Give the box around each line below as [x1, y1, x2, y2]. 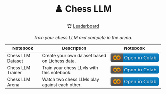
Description [62, 46, 87, 51]
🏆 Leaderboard [66, 23, 100, 29]
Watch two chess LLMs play [42, 76, 100, 83]
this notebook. [42, 70, 72, 75]
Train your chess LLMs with [42, 64, 98, 70]
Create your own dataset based [42, 52, 106, 58]
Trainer [7, 70, 22, 75]
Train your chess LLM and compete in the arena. [33, 34, 133, 40]
